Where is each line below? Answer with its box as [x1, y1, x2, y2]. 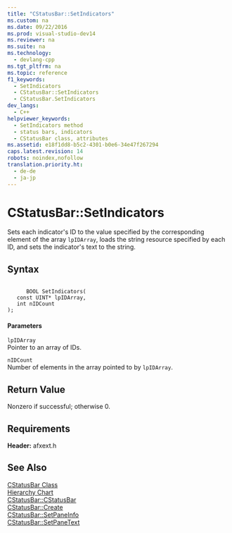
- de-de [13, 167, 37, 175]
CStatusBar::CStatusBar [7, 495, 77, 504]
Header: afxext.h [7, 441, 57, 450]
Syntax [7, 263, 39, 275]
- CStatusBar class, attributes [13, 135, 109, 142]
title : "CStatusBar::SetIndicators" [7, 10, 115, 18]
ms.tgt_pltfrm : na [7, 63, 61, 70]
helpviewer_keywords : [7, 115, 71, 122]
